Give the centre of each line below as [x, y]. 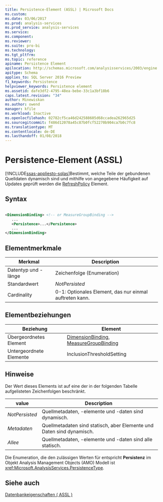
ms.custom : [16, 14]
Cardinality [20, 294]
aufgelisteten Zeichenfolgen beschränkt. [45, 391]
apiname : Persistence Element [36, 64]
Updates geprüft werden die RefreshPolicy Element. [57, 184]
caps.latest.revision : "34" [33, 95]
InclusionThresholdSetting [97, 354]
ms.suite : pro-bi [23, 46]
